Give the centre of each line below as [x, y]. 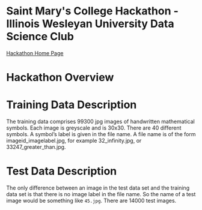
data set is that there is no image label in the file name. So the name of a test [101, 194]
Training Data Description [72, 105]
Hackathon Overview [60, 78]
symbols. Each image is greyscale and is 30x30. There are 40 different [94, 128]
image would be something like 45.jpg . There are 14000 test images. [91, 200]
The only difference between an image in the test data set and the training [98, 188]
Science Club [40, 37]
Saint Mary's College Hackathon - [93, 11]
